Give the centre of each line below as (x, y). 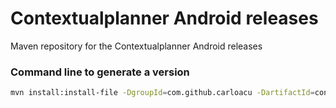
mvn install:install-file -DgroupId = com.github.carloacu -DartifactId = (162, 93)
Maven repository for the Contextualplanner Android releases (136, 46)
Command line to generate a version (100, 72)
